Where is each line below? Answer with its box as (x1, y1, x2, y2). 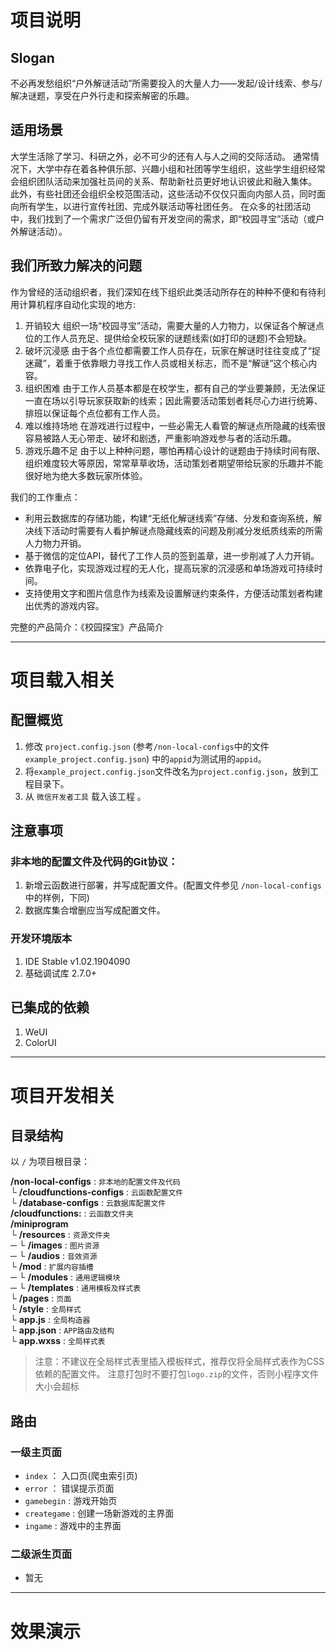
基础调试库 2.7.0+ (24, 967, 98, 979)
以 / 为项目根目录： (10, 1156, 91, 1168)
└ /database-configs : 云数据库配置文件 (10, 1197, 167, 1209)
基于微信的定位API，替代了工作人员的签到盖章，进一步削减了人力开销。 (24, 549, 320, 561)
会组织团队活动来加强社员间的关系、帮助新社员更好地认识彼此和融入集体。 (10, 175, 317, 187)
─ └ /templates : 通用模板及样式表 (10, 1282, 142, 1294)
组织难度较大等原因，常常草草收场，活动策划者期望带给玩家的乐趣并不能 (24, 457, 323, 469)
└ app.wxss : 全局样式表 (10, 1335, 106, 1347)
